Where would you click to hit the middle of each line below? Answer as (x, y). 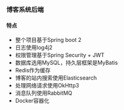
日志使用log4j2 (34, 47)
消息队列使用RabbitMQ (44, 93)
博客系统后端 (25, 9)
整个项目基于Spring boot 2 (48, 40)
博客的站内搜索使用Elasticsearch (56, 78)
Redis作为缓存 (33, 70)
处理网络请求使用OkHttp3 (47, 86)
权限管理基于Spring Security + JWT (60, 55)
